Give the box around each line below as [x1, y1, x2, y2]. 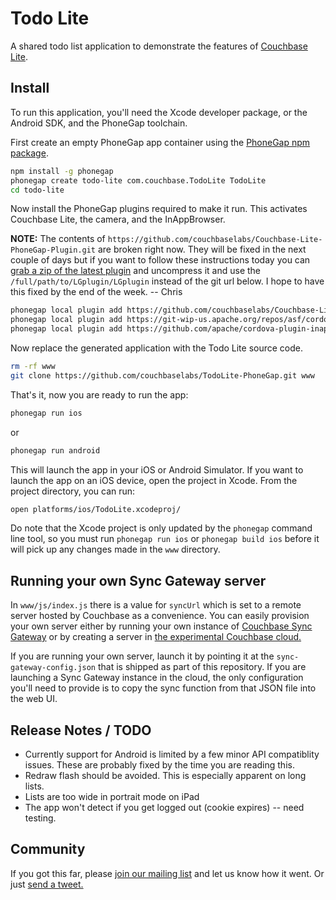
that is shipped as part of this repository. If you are [97, 661, 307, 673]
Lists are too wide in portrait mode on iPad [24, 791, 200, 802]
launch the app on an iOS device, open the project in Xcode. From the [10, 474, 298, 486]
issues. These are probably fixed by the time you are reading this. [24, 759, 295, 771]
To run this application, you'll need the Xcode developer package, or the [10, 106, 308, 118]
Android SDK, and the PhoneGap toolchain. [10, 117, 188, 129]
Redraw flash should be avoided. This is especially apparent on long [24, 770, 307, 781]
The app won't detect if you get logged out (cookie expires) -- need [24, 802, 305, 813]
